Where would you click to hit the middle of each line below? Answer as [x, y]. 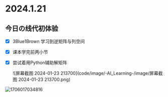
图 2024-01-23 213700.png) [41, 79]
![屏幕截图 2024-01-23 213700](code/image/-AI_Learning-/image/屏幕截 [88, 73]
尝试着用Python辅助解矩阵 [40, 62]
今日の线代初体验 [32, 28]
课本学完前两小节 [30, 52]
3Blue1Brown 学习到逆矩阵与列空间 [49, 41]
